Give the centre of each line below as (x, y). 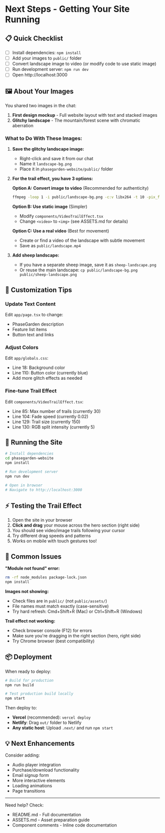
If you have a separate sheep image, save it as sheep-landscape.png (88, 265)
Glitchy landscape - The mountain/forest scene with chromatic (76, 120)
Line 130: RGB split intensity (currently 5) (53, 427)
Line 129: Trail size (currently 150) (46, 422)
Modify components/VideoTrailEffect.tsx (61, 216)
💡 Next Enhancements (40, 743)
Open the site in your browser (42, 520)
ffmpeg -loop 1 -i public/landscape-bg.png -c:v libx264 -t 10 (78, 197)
